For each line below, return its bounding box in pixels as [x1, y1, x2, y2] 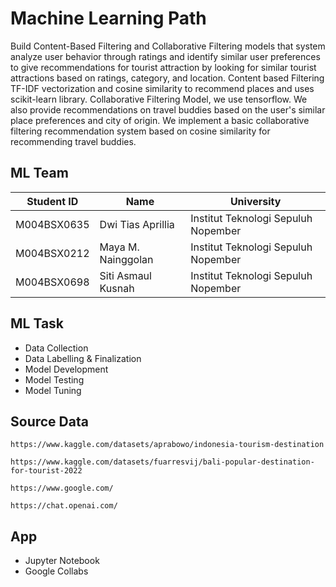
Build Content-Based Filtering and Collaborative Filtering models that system [10, 40, 326, 52]
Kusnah [99, 281, 135, 295]
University [229, 194, 282, 208]
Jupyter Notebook [24, 555, 100, 567]
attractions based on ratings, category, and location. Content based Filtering [10, 72, 325, 84]
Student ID [26, 194, 79, 208]
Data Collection [24, 342, 89, 354]
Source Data [10, 413, 89, 430]
